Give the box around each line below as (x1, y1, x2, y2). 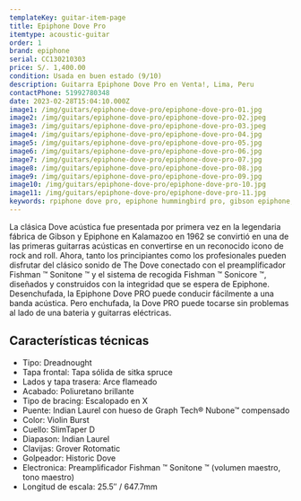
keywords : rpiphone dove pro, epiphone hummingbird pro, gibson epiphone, (9, 197, 295, 207)
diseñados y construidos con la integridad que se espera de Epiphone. (9, 278, 271, 289)
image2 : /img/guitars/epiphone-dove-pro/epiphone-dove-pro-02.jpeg (9, 113, 267, 122)
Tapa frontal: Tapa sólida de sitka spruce (21, 366, 173, 377)
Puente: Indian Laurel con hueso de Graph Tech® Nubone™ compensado (21, 405, 290, 416)
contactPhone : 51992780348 (9, 88, 110, 97)
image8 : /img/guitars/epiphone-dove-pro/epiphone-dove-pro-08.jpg (9, 163, 262, 172)
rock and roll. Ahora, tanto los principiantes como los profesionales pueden (9, 250, 287, 260)
